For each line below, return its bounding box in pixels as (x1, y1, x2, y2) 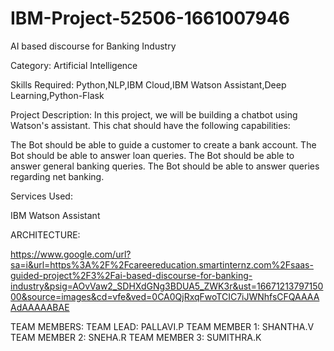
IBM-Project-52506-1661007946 (10, 7, 290, 30)
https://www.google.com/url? (10, 248, 132, 260)
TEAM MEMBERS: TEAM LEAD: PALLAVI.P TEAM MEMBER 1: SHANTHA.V (10, 320, 315, 332)
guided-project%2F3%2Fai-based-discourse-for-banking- (10, 269, 253, 281)
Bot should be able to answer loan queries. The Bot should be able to (10, 149, 295, 161)
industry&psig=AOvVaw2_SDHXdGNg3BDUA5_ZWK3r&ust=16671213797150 (10, 280, 324, 292)
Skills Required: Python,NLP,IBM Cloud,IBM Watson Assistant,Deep (10, 78, 287, 91)
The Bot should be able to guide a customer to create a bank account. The (10, 138, 317, 151)
